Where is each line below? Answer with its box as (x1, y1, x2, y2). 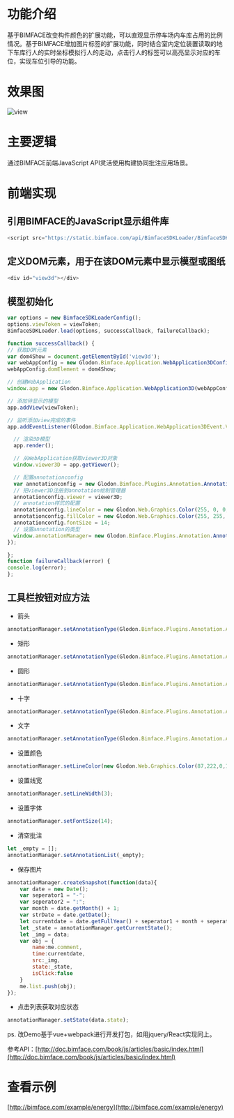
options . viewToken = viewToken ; (7, 321, 101, 328)
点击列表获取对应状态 (17, 1003, 79, 1011)
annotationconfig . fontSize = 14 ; (13, 519, 111, 527)
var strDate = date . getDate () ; (19, 911, 111, 918)
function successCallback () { (7, 340, 95, 347)
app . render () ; (13, 442, 54, 449)
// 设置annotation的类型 (13, 526, 80, 532)
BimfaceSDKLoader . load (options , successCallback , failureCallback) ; (7, 327, 210, 334)
